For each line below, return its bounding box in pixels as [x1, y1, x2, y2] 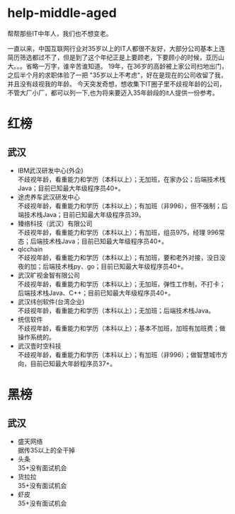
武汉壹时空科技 [17, 341, 62, 350]
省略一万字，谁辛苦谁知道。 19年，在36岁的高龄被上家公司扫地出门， [25, 62, 228, 70]
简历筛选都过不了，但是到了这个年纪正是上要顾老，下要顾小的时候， [7, 53, 206, 62]
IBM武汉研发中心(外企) [17, 166, 84, 175]
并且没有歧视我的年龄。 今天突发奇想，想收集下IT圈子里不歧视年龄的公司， [7, 79, 226, 88]
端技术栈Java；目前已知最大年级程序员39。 [17, 210, 145, 218]
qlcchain [17, 245, 43, 253]
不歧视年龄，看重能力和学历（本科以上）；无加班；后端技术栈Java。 [17, 306, 215, 315]
